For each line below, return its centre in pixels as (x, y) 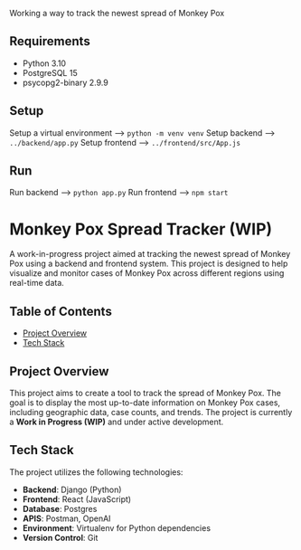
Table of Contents (61, 311)
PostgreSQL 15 (50, 72)
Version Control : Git (60, 537)
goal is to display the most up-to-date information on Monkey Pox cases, (145, 403)
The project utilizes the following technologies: (96, 472)
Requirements (50, 41)
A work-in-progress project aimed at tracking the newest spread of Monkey (150, 254)
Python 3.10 (44, 63)
